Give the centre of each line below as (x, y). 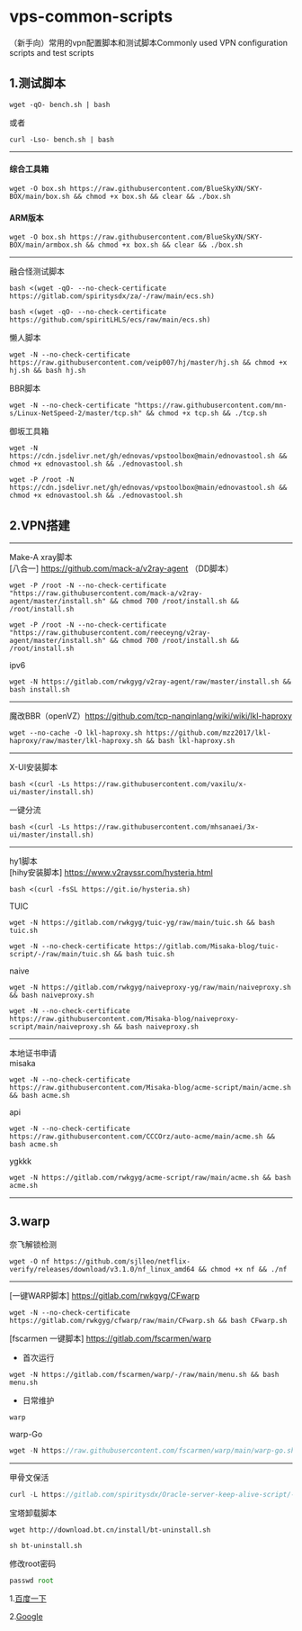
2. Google (26, 1617)
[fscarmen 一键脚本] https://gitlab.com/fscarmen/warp (111, 1338)
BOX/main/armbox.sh (46, 245)
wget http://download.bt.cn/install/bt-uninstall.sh (110, 1530)
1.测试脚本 (38, 83)
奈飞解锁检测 (33, 1244)
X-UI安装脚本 (34, 766)
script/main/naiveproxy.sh (60, 1027)
